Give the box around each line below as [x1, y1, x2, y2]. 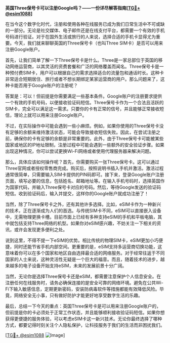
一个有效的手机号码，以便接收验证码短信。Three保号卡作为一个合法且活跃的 [5, 100, 164, 105]
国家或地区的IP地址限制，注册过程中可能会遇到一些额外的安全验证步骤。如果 [5, 142, 164, 148]
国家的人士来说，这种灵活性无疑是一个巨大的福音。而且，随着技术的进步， [5, 256, 160, 262]
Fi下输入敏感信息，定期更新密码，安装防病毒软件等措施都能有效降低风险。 [5, 286, 160, 292]
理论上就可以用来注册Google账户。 [14, 112, 87, 118]
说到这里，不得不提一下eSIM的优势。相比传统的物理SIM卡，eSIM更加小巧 [5, 237, 159, 243]
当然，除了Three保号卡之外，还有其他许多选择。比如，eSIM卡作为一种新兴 [5, 201, 161, 207]
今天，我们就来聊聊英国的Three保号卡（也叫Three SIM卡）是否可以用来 [14, 40, 163, 46]
